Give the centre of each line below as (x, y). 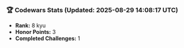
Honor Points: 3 (35, 32)
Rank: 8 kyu (30, 26)
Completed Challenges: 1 (48, 38)
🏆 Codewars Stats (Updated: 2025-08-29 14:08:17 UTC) (92, 10)
